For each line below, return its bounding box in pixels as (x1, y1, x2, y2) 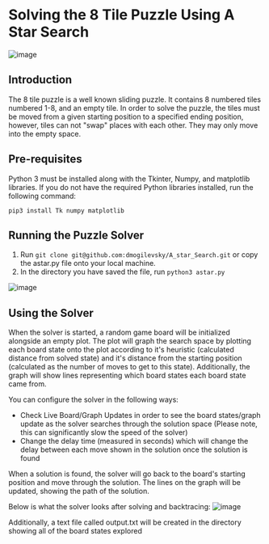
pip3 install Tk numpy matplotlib (8, 206, 125, 215)
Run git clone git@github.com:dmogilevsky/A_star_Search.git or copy (19, 250, 258, 259)
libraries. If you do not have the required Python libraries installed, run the (8, 182, 254, 192)
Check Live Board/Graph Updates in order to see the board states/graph (19, 411, 261, 420)
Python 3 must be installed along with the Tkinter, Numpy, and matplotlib (8, 174, 250, 183)
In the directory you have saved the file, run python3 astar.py (19, 267, 225, 276)
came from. (8, 379, 47, 389)
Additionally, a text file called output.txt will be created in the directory (8, 517, 242, 527)
